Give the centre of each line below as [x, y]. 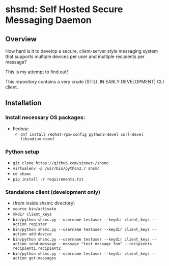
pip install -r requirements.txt [48, 179]
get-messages [43, 258]
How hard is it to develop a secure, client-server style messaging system [82, 51]
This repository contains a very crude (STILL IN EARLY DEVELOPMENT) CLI [85, 82]
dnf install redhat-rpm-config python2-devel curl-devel [82, 134]
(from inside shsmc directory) [44, 203]
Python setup [22, 152]
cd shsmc [22, 174]
